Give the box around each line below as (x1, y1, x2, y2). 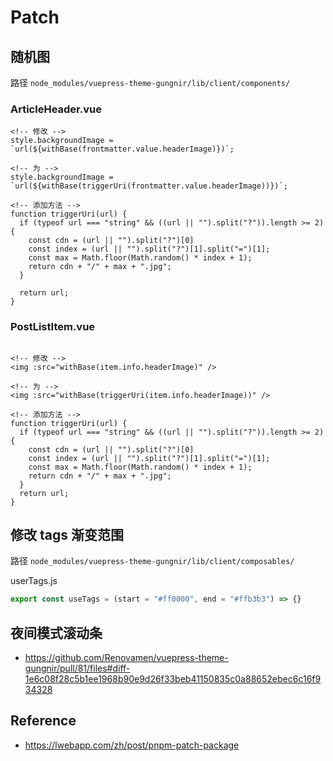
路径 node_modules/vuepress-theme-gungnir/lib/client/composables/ (10, 555, 295, 567)
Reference (10, 712, 77, 730)
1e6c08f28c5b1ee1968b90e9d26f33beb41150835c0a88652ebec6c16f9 (24, 673, 322, 685)
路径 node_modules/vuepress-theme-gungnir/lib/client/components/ (10, 77, 291, 88)
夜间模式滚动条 (10, 624, 103, 641)
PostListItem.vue (10, 320, 96, 334)
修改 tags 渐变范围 (10, 526, 124, 543)
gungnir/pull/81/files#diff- (24, 662, 131, 675)
